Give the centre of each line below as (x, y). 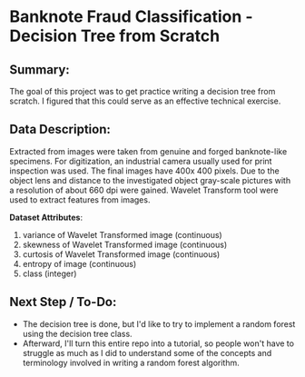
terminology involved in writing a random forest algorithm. (131, 362)
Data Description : (60, 129)
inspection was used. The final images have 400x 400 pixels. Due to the (144, 171)
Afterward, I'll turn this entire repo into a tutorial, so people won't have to (158, 343)
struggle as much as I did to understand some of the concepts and (147, 352)
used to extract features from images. (80, 199)
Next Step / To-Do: (63, 302)
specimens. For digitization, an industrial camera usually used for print (141, 161)
